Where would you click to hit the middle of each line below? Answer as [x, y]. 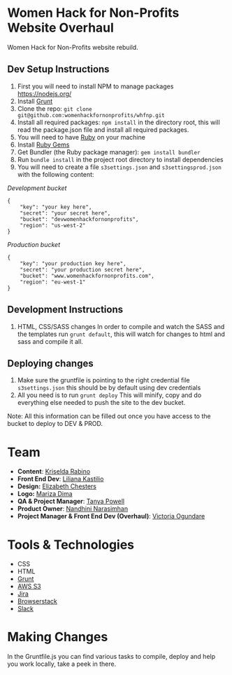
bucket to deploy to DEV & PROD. [55, 424]
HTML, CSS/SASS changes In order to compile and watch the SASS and [121, 326]
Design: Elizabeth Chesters [57, 486]
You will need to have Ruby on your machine [81, 137]
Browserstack [37, 601]
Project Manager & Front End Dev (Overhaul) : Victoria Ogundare [111, 516]
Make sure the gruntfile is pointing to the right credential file [103, 380]
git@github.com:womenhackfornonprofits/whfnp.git [91, 115]
